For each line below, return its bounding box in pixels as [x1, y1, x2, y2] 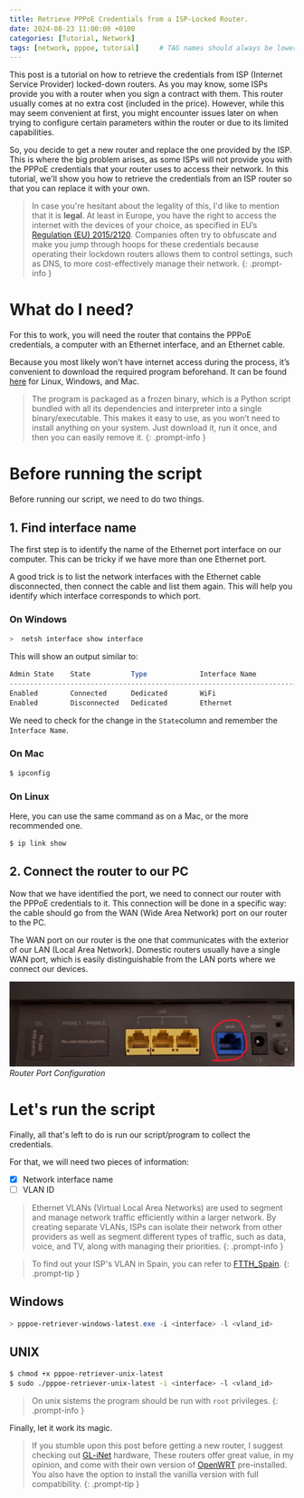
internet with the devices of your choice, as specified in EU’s [31, 220, 258, 231]
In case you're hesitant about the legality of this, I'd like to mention [31, 200, 280, 212]
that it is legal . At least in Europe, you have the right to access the [31, 210, 277, 221]
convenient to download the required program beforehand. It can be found [9, 367, 288, 378]
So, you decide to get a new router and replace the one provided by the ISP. [9, 145, 292, 156]
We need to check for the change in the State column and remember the [9, 715, 278, 725]
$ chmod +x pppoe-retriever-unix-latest [9, 1369, 165, 1378]
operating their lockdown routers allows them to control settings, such [31, 249, 293, 260]
